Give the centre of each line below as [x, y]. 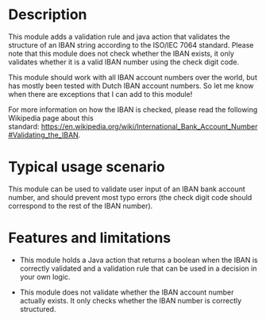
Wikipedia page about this [51, 118]
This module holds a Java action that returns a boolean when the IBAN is [139, 260]
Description [48, 15]
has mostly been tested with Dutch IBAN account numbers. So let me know [131, 86]
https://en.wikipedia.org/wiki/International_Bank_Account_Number [149, 126]
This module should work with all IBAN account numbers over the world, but [133, 77]
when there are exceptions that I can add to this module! [100, 94]
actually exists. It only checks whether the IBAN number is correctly [131, 300]
